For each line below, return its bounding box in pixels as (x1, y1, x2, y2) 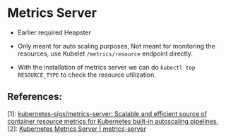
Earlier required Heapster (17, 28, 92, 37)
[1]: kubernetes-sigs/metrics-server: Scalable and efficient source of (7, 109, 207, 117)
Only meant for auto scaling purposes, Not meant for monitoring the (17, 42, 215, 50)
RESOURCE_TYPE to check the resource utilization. (17, 70, 157, 79)
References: (7, 91, 62, 103)
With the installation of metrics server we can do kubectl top (17, 63, 196, 71)
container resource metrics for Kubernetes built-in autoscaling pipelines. (7, 117, 219, 125)
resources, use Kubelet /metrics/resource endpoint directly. (17, 49, 193, 58)
